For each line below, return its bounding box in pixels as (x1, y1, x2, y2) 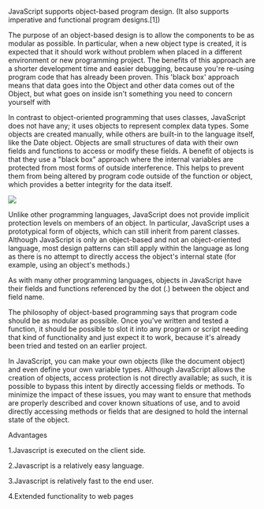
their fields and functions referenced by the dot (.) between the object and (8, 284, 250, 293)
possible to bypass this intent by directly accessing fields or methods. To (8, 382, 245, 391)
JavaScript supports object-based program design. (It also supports (8, 7, 229, 16)
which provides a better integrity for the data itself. (8, 180, 173, 189)
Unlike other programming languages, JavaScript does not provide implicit (8, 210, 250, 219)
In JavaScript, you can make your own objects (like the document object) (8, 357, 246, 365)
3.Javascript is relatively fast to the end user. (8, 477, 154, 485)
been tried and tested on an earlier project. (8, 341, 147, 350)
